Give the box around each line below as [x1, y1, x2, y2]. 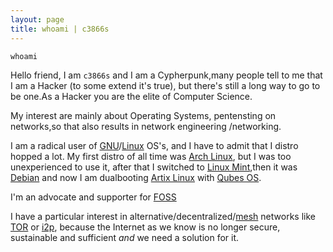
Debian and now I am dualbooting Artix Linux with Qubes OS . [10, 171, 262, 183]
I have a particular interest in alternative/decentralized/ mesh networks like [10, 210, 316, 222]
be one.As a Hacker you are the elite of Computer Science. [10, 90, 253, 102]
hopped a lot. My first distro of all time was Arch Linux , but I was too [10, 150, 292, 162]
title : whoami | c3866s [10, 24, 110, 34]
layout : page [10, 14, 65, 25]
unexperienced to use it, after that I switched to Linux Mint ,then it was [10, 161, 298, 173]
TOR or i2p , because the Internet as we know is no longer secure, [10, 221, 281, 233]
